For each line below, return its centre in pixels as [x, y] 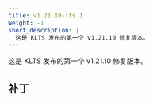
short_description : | [44, 30]
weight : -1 [26, 23]
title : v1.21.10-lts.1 [46, 15]
